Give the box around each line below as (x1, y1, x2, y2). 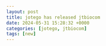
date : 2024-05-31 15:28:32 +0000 (6, 20, 90, 26)
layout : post (6, 8, 39, 15)
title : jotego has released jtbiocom (6, 14, 101, 20)
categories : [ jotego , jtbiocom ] (6, 25, 87, 32)
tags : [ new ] (6, 31, 36, 37)
